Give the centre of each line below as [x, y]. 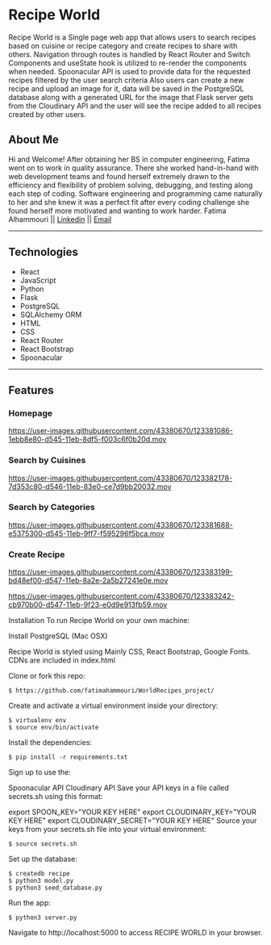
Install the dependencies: [50, 742]
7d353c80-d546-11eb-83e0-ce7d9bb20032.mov [90, 487]
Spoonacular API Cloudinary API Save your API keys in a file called [119, 788]
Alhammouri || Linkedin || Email [60, 219]
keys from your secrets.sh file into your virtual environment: [108, 830]
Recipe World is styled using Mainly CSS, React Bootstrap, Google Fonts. [129, 652]
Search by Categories [52, 508]
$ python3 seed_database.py [56, 888]
